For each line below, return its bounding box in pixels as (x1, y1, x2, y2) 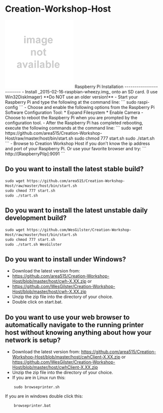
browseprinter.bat (14, 403, 51, 408)
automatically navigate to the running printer (5, 321, 144, 329)
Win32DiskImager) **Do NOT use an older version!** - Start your (5, 94, 138, 100)
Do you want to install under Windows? (5, 255, 127, 263)
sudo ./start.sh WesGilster (5, 242, 62, 247)
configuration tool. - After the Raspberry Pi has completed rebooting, (5, 120, 144, 126)
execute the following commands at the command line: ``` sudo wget (5, 125, 143, 131)
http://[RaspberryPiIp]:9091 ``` (5, 151, 65, 157)
